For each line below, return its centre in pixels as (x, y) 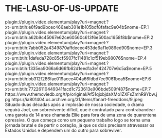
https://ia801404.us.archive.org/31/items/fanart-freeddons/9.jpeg (77, 99)
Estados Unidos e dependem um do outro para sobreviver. (64, 130)
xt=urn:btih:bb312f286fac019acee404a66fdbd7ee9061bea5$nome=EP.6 (78, 79)
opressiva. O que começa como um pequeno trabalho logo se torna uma (78, 120)
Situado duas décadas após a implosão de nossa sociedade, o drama (75, 104)
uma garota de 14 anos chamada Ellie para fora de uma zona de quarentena (81, 115)
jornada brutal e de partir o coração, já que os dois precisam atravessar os (80, 125)
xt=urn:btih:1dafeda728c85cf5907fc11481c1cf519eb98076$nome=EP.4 (76, 58)
